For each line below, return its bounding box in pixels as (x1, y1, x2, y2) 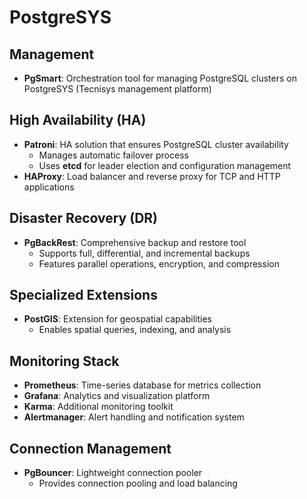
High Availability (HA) (9, 112, 147, 129)
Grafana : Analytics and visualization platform (23, 390, 211, 402)
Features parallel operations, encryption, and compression (38, 257, 280, 270)
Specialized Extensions (9, 287, 158, 304)
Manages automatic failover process (38, 149, 189, 161)
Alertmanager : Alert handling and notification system (23, 411, 245, 423)
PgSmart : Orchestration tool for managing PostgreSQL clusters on (23, 72, 297, 84)
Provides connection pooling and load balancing (38, 477, 238, 490)
